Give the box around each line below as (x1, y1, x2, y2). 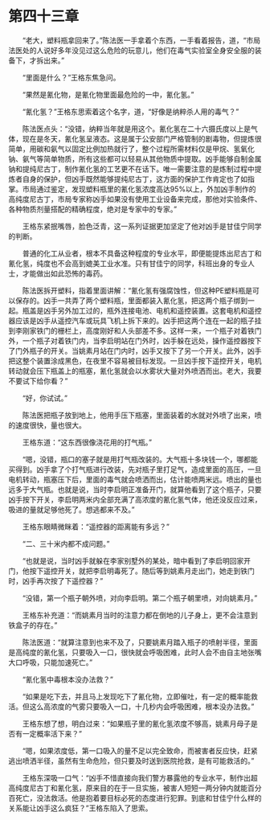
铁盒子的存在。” (8, 620, 58, 629)
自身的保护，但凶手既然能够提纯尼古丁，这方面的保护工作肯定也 (22, 174, 234, 183)
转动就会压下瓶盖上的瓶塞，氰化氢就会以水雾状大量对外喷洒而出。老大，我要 (8, 366, 262, 375)
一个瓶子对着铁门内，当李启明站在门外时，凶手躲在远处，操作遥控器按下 (22, 335, 262, 346)
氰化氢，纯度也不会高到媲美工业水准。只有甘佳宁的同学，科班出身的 (8, 258, 234, 268)
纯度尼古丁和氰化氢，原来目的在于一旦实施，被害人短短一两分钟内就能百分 (14, 783, 262, 793)
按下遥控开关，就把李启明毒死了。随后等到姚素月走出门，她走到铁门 (29, 566, 255, 576)
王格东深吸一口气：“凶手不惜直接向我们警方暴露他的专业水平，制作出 (22, 773, 252, 782)
